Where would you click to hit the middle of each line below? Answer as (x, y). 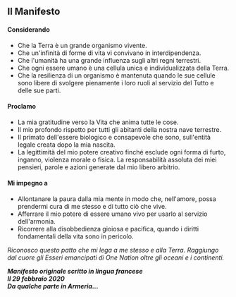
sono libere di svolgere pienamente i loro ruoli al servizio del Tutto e (116, 83)
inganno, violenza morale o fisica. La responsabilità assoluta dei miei (117, 159)
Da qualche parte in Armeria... (53, 286)
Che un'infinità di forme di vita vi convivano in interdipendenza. (109, 53)
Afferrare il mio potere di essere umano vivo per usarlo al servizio (112, 214)
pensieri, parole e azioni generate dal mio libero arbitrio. (99, 167)
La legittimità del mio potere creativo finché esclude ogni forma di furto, (122, 152)
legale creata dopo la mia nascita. (66, 145)
